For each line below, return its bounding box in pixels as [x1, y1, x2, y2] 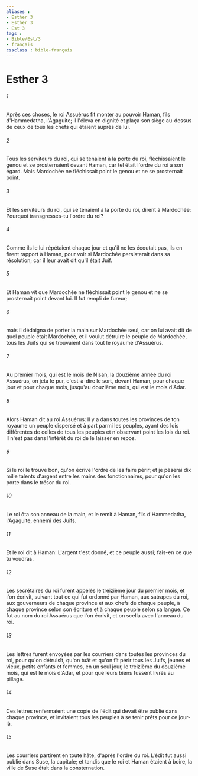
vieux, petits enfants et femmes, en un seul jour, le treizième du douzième [6, 663, 186, 670]
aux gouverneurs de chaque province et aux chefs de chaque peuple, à [6, 600, 180, 607]
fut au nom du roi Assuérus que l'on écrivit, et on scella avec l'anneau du [6, 612, 184, 619]
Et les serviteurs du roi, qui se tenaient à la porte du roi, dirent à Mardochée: [6, 206, 191, 213]
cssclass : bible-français [6, 47, 73, 53]
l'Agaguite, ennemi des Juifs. [6, 517, 77, 524]
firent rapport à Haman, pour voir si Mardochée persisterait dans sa [6, 250, 170, 257]
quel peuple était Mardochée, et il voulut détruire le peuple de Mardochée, [6, 333, 187, 340]
